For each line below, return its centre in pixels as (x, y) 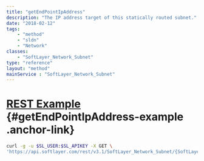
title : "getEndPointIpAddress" (46, 12)
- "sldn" (28, 40)
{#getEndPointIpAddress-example (95, 117)
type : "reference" (29, 63)
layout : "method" (28, 68)
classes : (17, 52)
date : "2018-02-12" (31, 23)
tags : (13, 29)
